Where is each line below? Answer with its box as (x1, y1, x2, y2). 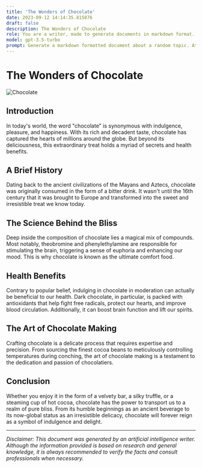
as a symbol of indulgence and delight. (6, 418, 102, 425)
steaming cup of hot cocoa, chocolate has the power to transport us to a (6, 399, 186, 406)
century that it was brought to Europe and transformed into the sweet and (6, 194, 189, 201)
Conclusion (6, 376, 50, 386)
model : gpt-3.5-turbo (6, 37, 61, 43)
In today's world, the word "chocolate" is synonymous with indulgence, (6, 122, 183, 129)
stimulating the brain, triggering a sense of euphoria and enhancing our (6, 247, 183, 254)
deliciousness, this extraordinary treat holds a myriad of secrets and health (6, 141, 192, 149)
